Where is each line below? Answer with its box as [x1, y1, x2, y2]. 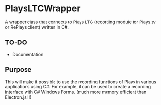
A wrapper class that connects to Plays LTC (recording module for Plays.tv [5, 19, 156, 25]
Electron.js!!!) [5, 94, 32, 100]
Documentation [12, 51, 44, 57]
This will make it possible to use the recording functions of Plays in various [5, 79, 156, 84]
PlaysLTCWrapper [5, 3, 80, 14]
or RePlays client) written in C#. [5, 24, 69, 30]
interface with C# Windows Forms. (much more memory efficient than [5, 89, 147, 95]
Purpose [5, 65, 32, 74]
